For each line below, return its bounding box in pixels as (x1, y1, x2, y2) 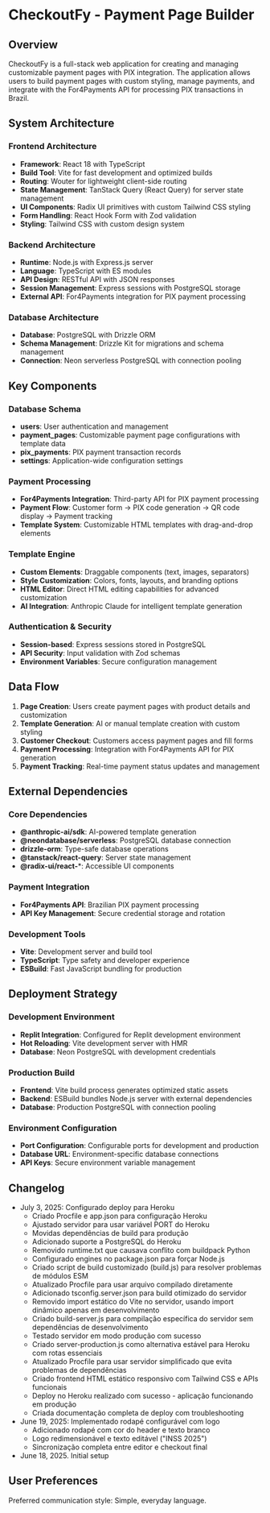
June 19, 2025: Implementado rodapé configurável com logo (19, 1416, 220, 1427)
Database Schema (8, 403, 82, 414)
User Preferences (8, 1474, 98, 1488)
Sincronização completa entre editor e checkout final (31, 1442, 207, 1452)
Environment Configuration (8, 1122, 117, 1134)
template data (19, 438, 66, 448)
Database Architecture (8, 312, 99, 323)
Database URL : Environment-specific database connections (19, 1150, 219, 1159)
